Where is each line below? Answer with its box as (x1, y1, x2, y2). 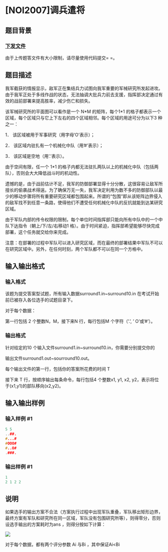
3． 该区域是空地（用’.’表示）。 (5, 153, 67, 159)
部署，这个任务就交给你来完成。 (5, 229, 71, 235)
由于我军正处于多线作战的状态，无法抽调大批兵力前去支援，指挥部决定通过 (5, 91, 158, 97)
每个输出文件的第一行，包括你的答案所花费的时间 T (5, 366, 110, 372)
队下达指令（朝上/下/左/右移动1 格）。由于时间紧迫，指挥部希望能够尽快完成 (5, 223, 160, 229)
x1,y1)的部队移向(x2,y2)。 (11, 383, 63, 389)
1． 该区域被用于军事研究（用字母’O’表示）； (5, 132, 95, 138)
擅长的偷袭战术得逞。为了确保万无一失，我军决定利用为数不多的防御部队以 (5, 187, 158, 193)
